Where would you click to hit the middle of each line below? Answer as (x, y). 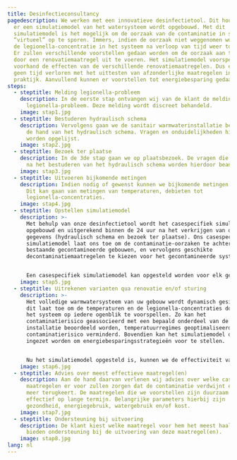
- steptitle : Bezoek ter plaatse (63, 152)
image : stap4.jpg (45, 204)
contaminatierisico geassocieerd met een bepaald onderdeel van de (127, 322)
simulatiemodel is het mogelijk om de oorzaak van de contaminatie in (120, 34)
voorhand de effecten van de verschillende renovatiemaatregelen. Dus (120, 66)
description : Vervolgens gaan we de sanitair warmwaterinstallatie (121, 125)
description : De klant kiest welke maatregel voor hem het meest (118, 425)
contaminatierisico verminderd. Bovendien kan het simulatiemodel (126, 334)
